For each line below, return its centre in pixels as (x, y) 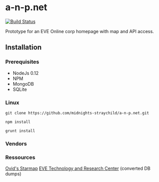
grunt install (20, 131)
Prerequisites (22, 62)
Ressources (20, 157)
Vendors (16, 143)
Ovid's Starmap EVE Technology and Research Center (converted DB (78, 168)
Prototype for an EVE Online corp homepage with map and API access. (80, 31)
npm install (18, 122)
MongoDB (23, 84)
